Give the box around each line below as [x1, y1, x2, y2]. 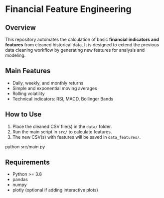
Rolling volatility [12, 91, 45, 97]
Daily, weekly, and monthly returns [12, 80, 84, 86]
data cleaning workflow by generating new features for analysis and [5, 47, 145, 53]
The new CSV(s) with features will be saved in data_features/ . [12, 134, 141, 140]
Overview [5, 23, 36, 32]
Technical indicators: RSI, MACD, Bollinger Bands [12, 96, 114, 101]
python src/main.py [5, 143, 45, 150]
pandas [12, 177, 28, 183]
